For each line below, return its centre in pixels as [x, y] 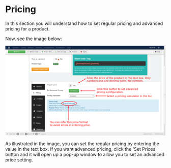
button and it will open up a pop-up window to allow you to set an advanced [85, 154]
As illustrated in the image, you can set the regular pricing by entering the [82, 144]
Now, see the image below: [34, 39]
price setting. [19, 160]
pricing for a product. [27, 28]
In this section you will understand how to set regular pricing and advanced [84, 23]
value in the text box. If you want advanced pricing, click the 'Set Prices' [81, 149]
